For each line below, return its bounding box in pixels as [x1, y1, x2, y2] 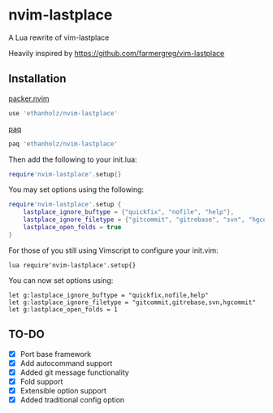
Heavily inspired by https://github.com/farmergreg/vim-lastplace [8, 48, 225, 58]
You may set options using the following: [8, 185, 145, 194]
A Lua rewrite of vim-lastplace [8, 33, 110, 42]
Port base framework [19, 349, 92, 359]
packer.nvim [8, 93, 50, 103]
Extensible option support [19, 385, 107, 395]
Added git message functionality [19, 367, 130, 377]
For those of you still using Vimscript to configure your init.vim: [8, 246, 219, 255]
